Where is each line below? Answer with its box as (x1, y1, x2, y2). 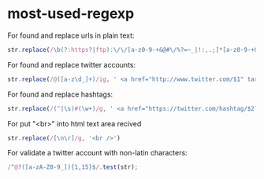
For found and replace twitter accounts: (7, 60, 136, 69)
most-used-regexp (7, 5, 135, 23)
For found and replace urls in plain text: (7, 31, 135, 40)
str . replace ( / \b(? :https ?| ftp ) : (7, 46, 113, 53)
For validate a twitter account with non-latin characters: (7, 148, 188, 158)
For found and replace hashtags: (7, 89, 113, 99)
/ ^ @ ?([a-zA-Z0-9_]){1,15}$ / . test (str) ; (7, 163, 139, 171)
